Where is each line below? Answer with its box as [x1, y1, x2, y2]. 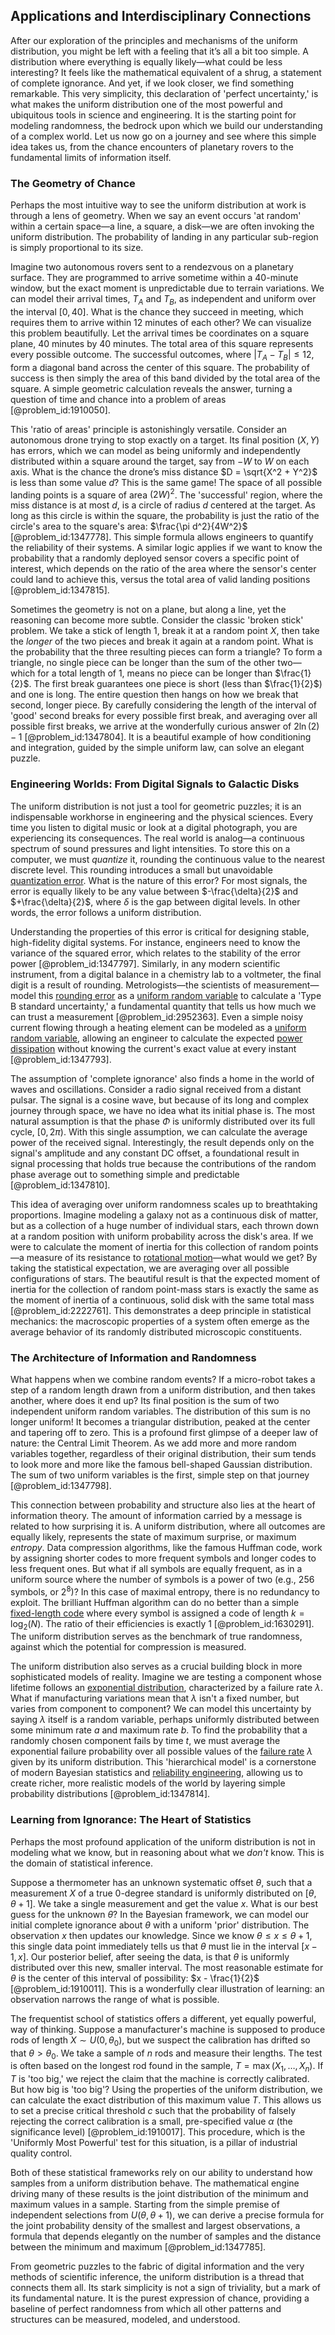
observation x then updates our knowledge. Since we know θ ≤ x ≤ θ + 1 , [10, 1929, 313, 1941]
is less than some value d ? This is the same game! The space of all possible [10, 476, 323, 488]
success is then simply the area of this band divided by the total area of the [10, 372, 321, 384]
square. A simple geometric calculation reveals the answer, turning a [10, 382, 293, 394]
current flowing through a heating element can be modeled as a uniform [10, 1021, 307, 1033]
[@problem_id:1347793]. [10, 1053, 112, 1065]
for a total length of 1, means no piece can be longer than [37, 667, 273, 679]
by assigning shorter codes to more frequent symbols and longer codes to [10, 1552, 317, 1564]
